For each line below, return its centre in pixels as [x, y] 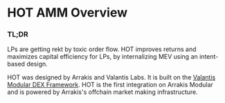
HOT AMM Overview [67, 13]
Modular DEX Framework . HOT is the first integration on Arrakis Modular [110, 85]
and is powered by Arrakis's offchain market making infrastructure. [103, 92]
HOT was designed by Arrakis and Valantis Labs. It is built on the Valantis [111, 77]
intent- [209, 57]
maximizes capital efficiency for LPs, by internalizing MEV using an [103, 57]
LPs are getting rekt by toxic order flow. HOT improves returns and [102, 49]
